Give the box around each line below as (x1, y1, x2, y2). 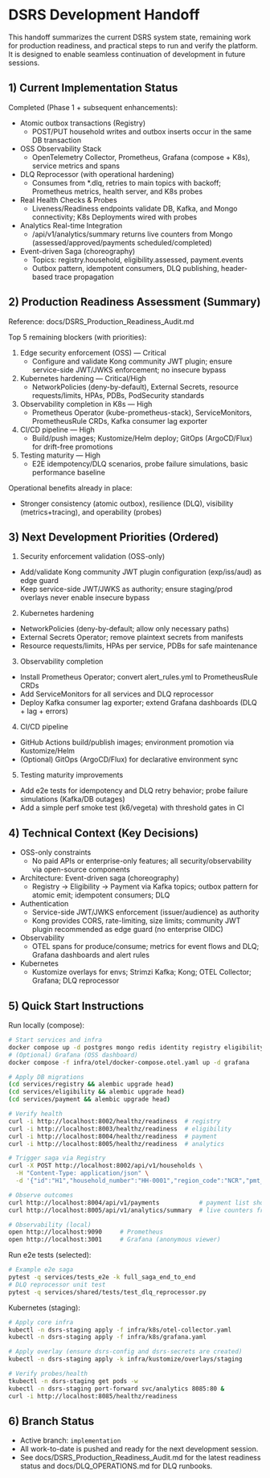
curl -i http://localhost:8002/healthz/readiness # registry (8, 1117, 221, 1125)
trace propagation (55, 272, 114, 281)
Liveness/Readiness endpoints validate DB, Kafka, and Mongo (31, 203, 238, 213)
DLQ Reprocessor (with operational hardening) (19, 169, 174, 179)
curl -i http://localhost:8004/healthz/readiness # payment (8, 1132, 218, 1140)
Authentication (19, 899, 69, 909)
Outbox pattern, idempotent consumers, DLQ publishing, (31, 263, 219, 273)
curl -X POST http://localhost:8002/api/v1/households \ (8, 1162, 203, 1170)
